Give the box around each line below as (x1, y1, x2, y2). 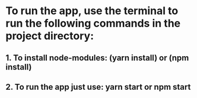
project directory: (5, 30, 94, 43)
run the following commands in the (5, 17, 181, 30)
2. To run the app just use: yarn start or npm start (5, 81, 191, 92)
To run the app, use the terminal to (5, 4, 179, 18)
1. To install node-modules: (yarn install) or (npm (5, 53, 189, 63)
